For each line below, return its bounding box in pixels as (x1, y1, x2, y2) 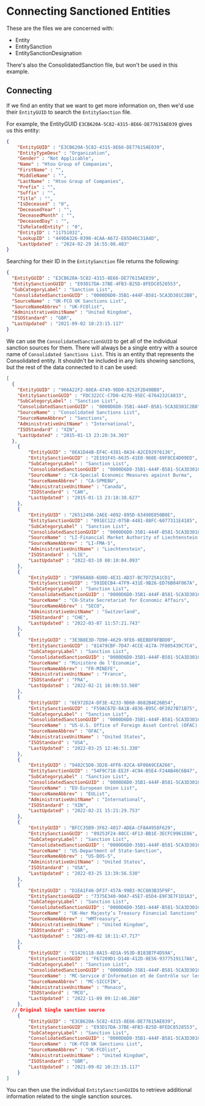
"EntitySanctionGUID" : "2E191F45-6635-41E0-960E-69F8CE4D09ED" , (28, 455, 198, 461)
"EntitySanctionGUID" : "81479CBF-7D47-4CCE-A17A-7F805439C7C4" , (28, 643, 198, 649)
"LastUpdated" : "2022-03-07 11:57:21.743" (28, 620, 140, 626)
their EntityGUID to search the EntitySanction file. (6, 108, 132, 116)
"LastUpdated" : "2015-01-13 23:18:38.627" (28, 495, 140, 501)
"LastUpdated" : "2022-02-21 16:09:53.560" (28, 682, 140, 689)
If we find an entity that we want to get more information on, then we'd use (6, 102, 194, 109)
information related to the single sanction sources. (6, 1093, 133, 1100)
